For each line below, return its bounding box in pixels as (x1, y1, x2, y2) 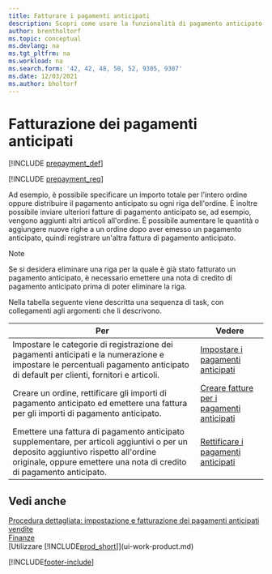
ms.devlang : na (8, 42, 60, 50)
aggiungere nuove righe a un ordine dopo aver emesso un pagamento (8, 225, 242, 234)
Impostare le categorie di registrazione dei (12, 339, 173, 350)
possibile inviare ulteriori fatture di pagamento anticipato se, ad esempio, (8, 208, 252, 217)
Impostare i (199, 344, 243, 355)
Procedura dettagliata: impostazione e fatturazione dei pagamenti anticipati (8, 516, 260, 525)
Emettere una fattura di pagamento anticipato (12, 426, 185, 438)
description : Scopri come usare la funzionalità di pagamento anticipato (8, 19, 263, 28)
